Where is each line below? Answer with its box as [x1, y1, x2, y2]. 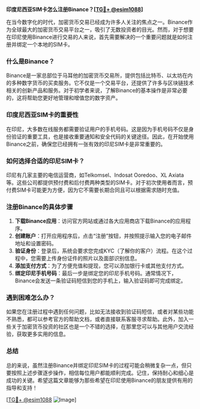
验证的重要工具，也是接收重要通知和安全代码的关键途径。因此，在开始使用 [11, 133, 194, 140]
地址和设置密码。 [14, 240, 57, 247]
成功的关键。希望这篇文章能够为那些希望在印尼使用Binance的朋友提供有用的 [6, 376, 193, 384]
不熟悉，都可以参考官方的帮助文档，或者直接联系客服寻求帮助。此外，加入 [6, 316, 189, 323]
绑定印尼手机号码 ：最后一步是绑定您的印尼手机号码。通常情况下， [14, 270, 177, 277]
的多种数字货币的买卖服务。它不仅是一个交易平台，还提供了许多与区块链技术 [6, 79, 194, 87]
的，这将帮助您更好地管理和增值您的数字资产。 [6, 94, 121, 102]
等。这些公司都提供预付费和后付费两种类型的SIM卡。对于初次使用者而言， [6, 179, 188, 186]
